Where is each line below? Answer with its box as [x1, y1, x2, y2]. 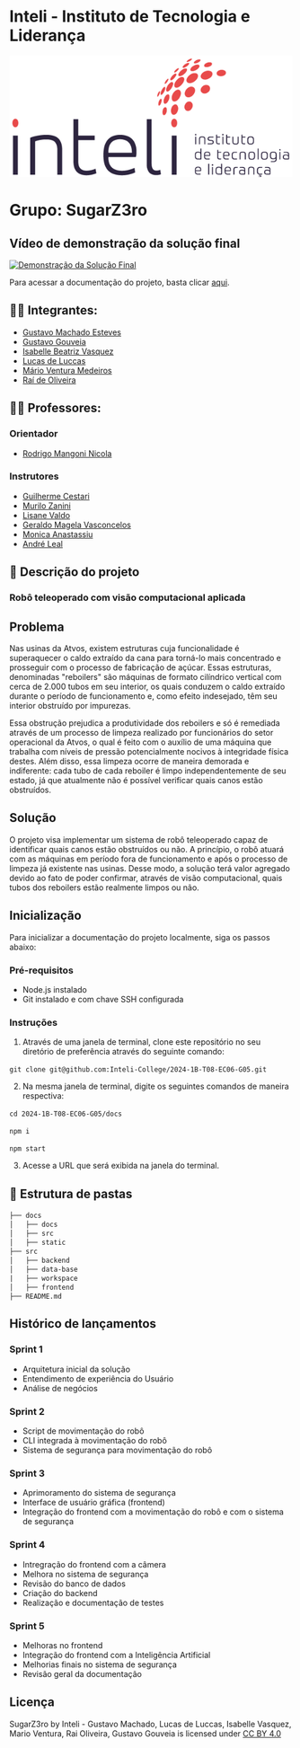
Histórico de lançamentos [9, 1316, 157, 1331]
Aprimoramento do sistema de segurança [22, 1488, 177, 1498]
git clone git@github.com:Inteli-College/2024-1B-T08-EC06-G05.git [9, 1065, 268, 1074]
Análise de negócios [22, 1382, 99, 1393]
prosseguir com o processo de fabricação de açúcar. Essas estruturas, [9, 662, 272, 673]
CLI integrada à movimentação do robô [22, 1435, 168, 1445]
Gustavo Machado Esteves [22, 326, 121, 338]
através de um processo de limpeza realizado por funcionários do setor [9, 727, 274, 737]
